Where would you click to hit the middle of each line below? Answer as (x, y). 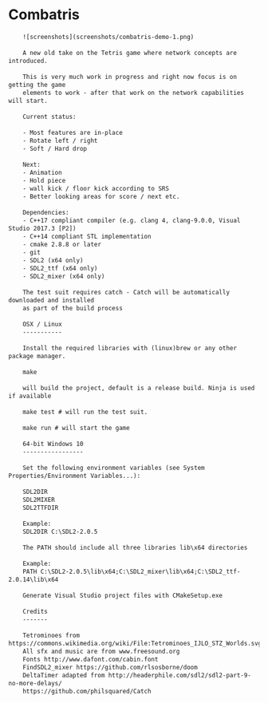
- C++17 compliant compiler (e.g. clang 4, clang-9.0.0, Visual (132, 220)
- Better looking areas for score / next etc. (101, 196)
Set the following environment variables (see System (114, 468)
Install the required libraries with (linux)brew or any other (130, 348)
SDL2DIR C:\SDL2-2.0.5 (60, 531)
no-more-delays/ (35, 683)
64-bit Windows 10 (53, 444)
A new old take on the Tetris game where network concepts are (130, 53)
